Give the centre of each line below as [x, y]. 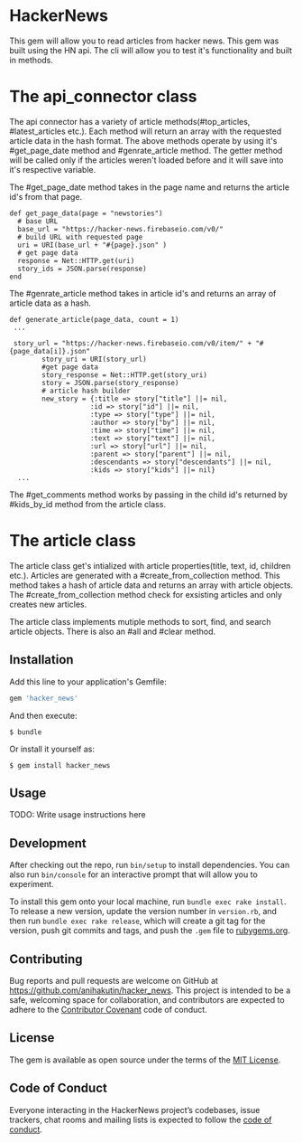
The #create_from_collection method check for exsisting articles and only [146, 594]
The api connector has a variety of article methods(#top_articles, [130, 121]
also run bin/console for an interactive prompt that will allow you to [134, 874]
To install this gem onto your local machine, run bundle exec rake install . [148, 902]
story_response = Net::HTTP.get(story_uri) [124, 375]
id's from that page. [46, 196]
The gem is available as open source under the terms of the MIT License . [145, 1060]
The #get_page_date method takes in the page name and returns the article [150, 187]
